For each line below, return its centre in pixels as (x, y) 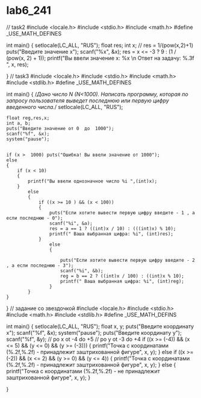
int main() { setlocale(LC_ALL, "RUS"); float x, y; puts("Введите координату (100, 326)
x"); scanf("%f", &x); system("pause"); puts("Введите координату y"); (94, 332)
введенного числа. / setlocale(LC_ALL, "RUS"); (65, 107)
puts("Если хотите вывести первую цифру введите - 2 (128, 260)
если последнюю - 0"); (35, 218)
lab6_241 (29, 11)
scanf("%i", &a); (71, 223)
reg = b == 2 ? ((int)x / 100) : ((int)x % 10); (122, 276)
